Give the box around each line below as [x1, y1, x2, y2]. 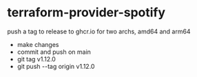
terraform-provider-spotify [7, 5, 166, 20]
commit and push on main [17, 48, 92, 56]
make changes [17, 40, 59, 48]
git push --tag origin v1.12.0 [17, 62, 95, 70]
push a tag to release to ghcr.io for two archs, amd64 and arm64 [7, 27, 191, 35]
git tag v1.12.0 [17, 55, 56, 63]
